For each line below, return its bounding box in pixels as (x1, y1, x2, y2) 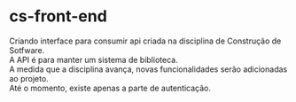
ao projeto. (9, 73, 49, 83)
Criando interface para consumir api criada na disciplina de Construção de (9, 35, 282, 46)
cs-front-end (9, 6, 108, 27)
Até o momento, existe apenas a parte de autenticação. (9, 82, 211, 93)
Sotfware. (9, 44, 45, 55)
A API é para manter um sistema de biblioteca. (9, 54, 179, 65)
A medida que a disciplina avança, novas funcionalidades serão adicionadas (9, 64, 288, 75)
